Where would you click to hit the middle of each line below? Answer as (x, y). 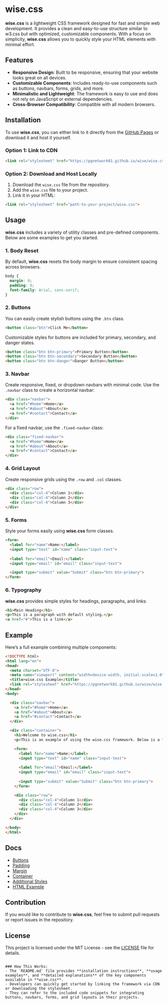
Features (19, 60)
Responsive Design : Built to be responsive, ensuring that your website (85, 72)
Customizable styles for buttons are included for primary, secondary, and (80, 337)
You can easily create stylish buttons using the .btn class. (65, 318)
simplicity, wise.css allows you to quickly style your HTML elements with (80, 39)
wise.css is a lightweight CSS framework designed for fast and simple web (82, 23)
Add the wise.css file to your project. (50, 190)
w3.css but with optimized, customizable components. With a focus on (78, 34)
